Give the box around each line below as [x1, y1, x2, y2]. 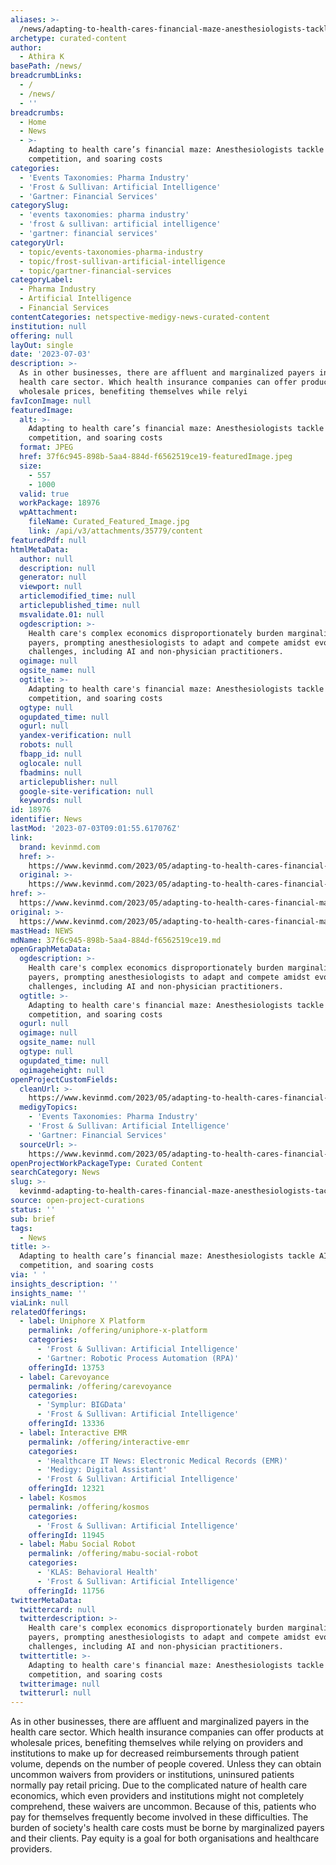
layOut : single [10, 340, 74, 350]
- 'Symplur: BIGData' [36, 1400, 128, 1410]
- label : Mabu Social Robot [19, 1539, 137, 1550]
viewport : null [19, 582, 83, 592]
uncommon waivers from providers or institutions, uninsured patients [10, 1769, 295, 1781]
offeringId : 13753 [28, 1362, 105, 1373]
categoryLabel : [10, 275, 74, 285]
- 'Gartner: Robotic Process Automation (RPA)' [36, 1353, 240, 1363]
